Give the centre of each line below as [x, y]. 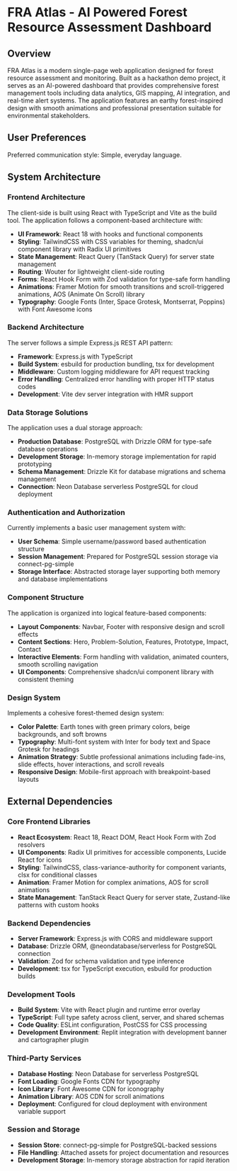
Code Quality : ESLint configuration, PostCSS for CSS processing [112, 1025]
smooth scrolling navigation [58, 664]
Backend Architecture [46, 328]
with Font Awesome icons [55, 309]
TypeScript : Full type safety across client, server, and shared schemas [121, 1017]
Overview [29, 53]
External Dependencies [60, 801]
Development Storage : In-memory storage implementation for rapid [117, 456]
